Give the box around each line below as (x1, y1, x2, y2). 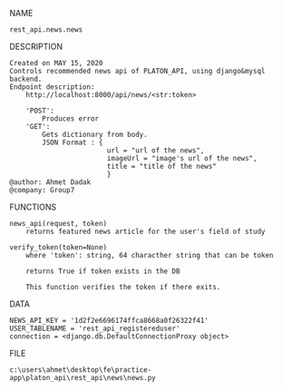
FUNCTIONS (9, 201, 57, 212)
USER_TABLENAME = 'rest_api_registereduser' (9, 324, 181, 333)
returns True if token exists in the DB (25, 267, 181, 276)
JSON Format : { (42, 138, 103, 147)
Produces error (42, 114, 100, 123)
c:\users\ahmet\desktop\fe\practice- (9, 366, 152, 375)
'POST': (25, 106, 54, 115)
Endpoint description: (9, 83, 95, 92)
